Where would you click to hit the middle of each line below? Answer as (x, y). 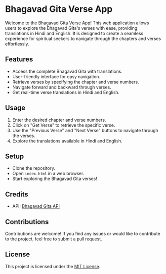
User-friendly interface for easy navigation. (56, 76)
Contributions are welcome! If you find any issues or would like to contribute (83, 234)
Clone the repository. (34, 168)
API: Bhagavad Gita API (36, 206)
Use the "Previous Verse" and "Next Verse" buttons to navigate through (85, 130)
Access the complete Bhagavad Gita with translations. (67, 71)
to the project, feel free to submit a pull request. (54, 239)
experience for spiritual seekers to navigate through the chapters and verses (83, 39)
